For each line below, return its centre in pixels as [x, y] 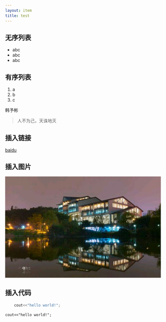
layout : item [19, 10]
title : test [17, 16]
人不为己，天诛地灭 [37, 121]
